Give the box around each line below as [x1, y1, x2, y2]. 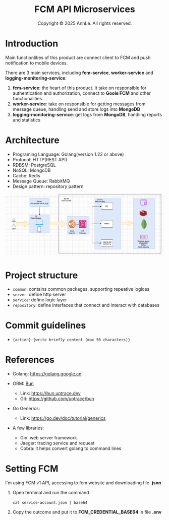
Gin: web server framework [20, 435, 77, 441]
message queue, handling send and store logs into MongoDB [12, 106, 140, 112]
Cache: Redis [12, 172, 40, 178]
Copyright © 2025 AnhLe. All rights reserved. [37, 20, 132, 26]
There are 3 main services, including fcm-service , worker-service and [5, 70, 154, 76]
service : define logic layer [12, 297, 67, 303]
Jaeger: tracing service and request [20, 440, 95, 446]
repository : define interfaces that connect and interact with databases [12, 302, 160, 308]
